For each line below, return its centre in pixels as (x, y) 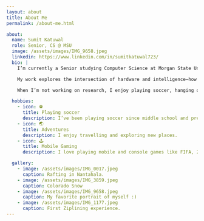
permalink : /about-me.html (40, 23)
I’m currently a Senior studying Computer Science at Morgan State (104, 68)
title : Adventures (46, 129)
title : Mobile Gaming (50, 147)
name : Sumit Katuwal (38, 40)
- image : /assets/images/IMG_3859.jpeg (68, 180)
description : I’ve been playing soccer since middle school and (105, 118)
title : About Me (27, 18)
